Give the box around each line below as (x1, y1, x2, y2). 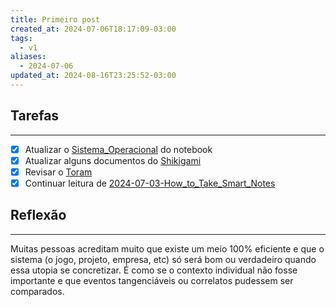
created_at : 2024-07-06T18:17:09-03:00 (10, 24, 177, 34)
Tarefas (10, 107, 60, 125)
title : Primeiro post (10, 14, 101, 25)
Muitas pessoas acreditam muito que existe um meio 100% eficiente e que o (10, 242, 325, 255)
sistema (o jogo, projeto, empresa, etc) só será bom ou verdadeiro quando (10, 253, 317, 265)
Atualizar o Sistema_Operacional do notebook (24, 143, 213, 155)
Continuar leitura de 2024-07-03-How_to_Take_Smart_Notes (24, 177, 276, 189)
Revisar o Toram (24, 166, 93, 178)
